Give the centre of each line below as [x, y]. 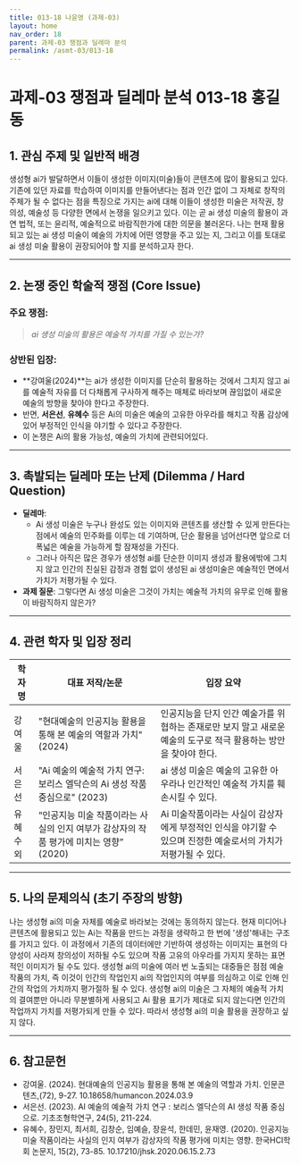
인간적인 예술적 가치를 [231, 783]
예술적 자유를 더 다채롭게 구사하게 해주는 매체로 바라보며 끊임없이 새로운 [157, 392]
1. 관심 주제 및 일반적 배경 [75, 156]
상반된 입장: [33, 359]
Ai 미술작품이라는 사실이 [208, 814]
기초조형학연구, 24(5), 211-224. [96, 1118]
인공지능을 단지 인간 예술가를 [217, 713]
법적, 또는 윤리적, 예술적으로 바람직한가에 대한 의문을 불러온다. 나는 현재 [143, 224]
